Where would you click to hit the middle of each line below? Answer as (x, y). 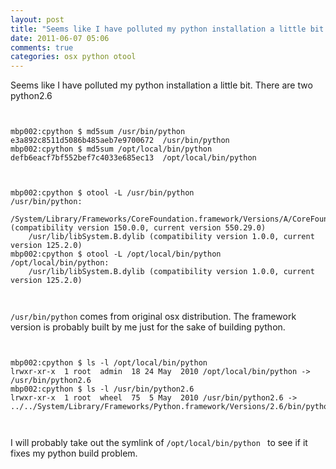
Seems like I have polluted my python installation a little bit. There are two (161, 85)
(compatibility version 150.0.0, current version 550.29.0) (138, 228)
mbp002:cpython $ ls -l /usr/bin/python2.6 (102, 389)
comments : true (42, 47)
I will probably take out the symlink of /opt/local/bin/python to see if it (159, 443)
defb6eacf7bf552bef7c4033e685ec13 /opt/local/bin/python (133, 158)
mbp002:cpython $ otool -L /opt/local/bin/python (116, 254)
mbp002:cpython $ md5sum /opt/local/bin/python (111, 149)
